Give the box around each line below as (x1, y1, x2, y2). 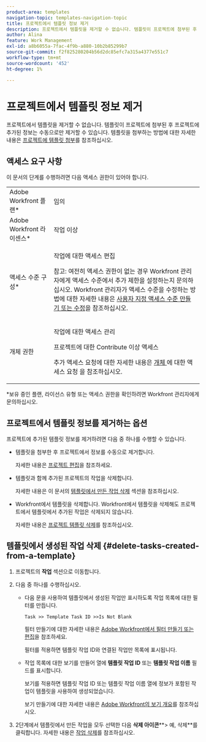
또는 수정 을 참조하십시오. (61, 304, 129, 313)
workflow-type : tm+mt (6, 55, 62, 61)
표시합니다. (36, 667, 63, 674)
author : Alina (6, 32, 43, 38)
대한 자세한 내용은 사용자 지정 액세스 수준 (66, 295, 178, 304)
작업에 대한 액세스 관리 (53, 327, 115, 336)
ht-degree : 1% (6, 66, 43, 72)
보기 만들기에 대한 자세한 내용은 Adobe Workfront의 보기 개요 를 (24, 700, 178, 708)
